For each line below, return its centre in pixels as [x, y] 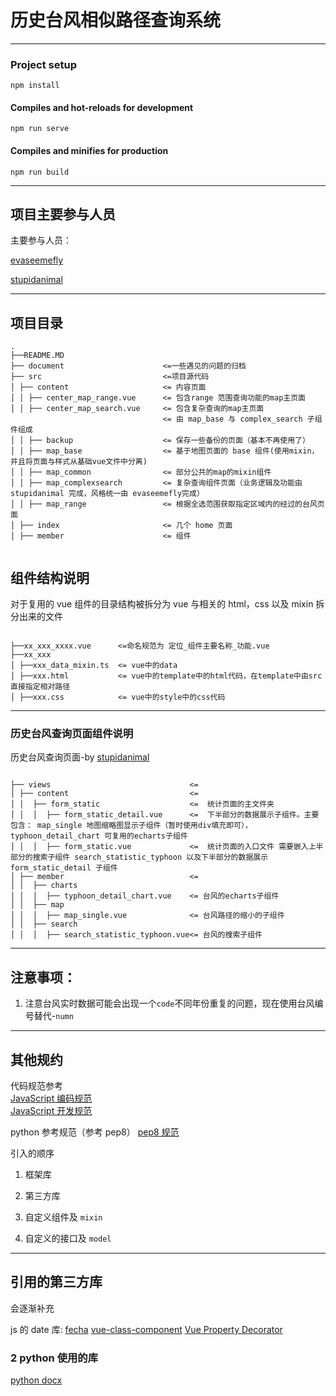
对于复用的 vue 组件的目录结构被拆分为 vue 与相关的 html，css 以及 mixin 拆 [167, 604]
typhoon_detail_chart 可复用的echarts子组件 [99, 836]
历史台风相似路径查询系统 [116, 20]
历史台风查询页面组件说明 [72, 733]
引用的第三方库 [56, 1282]
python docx [36, 1380]
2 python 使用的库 [54, 1358]
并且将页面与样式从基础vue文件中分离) [79, 462]
